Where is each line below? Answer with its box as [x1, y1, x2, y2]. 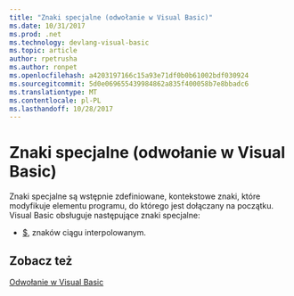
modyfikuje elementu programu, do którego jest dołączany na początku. [9, 201, 274, 211]
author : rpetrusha [9, 54, 78, 63]
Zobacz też [9, 253, 73, 268]
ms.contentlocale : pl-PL [9, 95, 102, 105]
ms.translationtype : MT [9, 87, 98, 96]
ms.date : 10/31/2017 [9, 21, 86, 30]
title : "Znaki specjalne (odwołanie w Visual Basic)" [9, 12, 214, 22]
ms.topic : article [9, 46, 78, 55]
